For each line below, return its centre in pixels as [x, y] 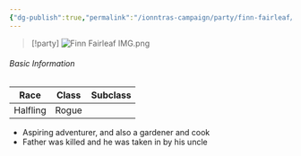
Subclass [111, 95]
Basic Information [42, 64]
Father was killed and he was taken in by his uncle [115, 142]
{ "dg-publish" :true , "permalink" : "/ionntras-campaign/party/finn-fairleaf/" [154, 17]
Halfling [30, 110]
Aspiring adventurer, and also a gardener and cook [116, 132]
